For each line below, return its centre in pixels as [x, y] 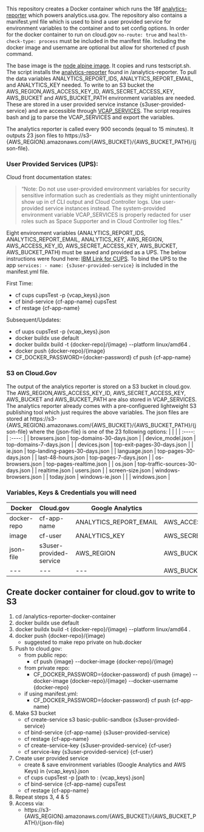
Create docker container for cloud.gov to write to [101, 592]
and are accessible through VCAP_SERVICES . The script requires [110, 111]
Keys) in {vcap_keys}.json [56, 771]
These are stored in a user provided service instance [72, 104]
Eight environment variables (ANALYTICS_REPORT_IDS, [76, 233]
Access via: [29, 803]
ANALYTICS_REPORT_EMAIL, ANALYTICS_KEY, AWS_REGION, [85, 240]
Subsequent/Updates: [34, 320]
